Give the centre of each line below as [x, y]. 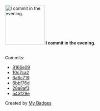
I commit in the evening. [70, 43]
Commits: [15, 58]
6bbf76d [21, 83]
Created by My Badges [28, 103]
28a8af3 [21, 88]
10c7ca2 [21, 73]
